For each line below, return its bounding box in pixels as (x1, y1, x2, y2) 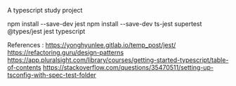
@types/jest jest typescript (7, 27, 86, 35)
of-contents (7, 63, 41, 71)
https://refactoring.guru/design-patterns (7, 49, 124, 56)
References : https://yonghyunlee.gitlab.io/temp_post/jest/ (7, 41, 176, 49)
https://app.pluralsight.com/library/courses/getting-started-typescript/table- (7, 56, 229, 64)
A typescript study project (7, 6, 83, 14)
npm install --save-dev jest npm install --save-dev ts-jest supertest (7, 20, 202, 27)
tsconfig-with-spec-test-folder (7, 70, 97, 79)
